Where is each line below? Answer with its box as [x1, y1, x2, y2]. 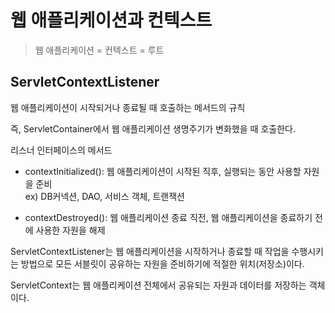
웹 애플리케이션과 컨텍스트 [10, 9, 213, 32]
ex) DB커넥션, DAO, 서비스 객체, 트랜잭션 [24, 190, 185, 202]
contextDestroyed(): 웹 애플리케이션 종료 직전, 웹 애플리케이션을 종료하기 [24, 211, 313, 223]
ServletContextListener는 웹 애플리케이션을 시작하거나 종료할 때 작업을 [10, 245, 290, 257]
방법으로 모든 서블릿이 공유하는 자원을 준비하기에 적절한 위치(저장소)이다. [20, 257, 305, 270]
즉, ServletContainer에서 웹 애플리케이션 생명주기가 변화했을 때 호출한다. [10, 122, 296, 135]
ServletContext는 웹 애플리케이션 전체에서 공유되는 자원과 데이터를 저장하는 [10, 279, 307, 291]
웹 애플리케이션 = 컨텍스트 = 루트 [34, 44, 165, 56]
